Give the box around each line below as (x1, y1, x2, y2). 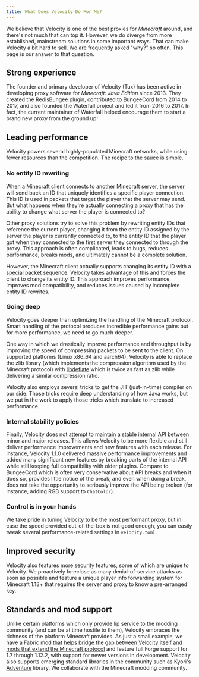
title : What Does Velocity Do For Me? (6, 8, 102, 15)
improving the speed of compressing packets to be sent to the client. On (6, 346, 184, 354)
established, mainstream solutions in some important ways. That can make (6, 37, 189, 45)
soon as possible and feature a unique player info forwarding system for (6, 575, 182, 582)
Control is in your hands (6, 503, 77, 511)
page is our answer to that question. (6, 50, 95, 57)
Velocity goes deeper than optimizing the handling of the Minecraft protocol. (6, 316, 194, 323)
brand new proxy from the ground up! (6, 115, 98, 122)
